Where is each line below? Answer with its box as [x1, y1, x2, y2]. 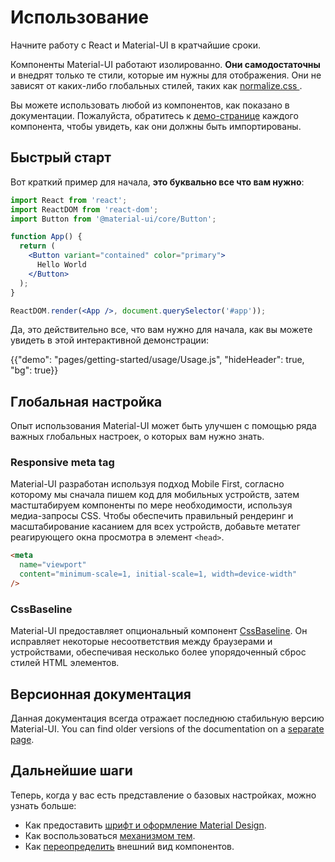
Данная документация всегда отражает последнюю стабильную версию [10, 712, 325, 725]
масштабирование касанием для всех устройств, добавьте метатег [10, 521, 301, 533]
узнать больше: [10, 799, 77, 811]
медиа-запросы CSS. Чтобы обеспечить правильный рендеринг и [10, 510, 294, 522]
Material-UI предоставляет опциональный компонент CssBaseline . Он [10, 625, 308, 637]
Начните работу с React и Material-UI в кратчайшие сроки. [10, 39, 261, 51]
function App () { [10, 232, 83, 242]
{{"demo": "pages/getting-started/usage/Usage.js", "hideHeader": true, [10, 354, 305, 366]
